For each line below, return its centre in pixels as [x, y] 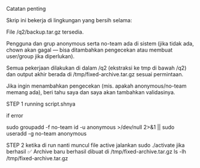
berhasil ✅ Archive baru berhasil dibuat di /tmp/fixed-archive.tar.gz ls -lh [96, 151]
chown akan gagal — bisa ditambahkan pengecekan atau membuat [89, 50]
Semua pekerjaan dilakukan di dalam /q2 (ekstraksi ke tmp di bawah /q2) [96, 68]
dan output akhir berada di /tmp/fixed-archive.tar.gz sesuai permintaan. [95, 74]
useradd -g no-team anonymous [47, 133]
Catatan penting [26, 9]
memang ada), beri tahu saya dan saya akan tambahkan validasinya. [91, 92]
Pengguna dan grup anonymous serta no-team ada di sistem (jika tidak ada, [100, 43]
